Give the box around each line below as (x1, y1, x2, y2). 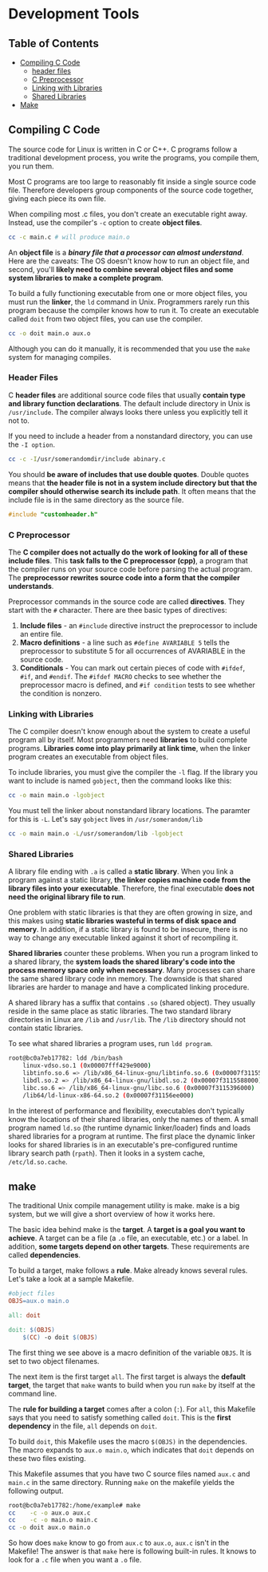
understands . (8, 581, 54, 590)
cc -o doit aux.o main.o (8, 1523, 91, 1532)
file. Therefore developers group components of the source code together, (8, 185, 254, 195)
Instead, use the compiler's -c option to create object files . (8, 217, 203, 227)
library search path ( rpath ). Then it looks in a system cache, (8, 1148, 206, 1158)
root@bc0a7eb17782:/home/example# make (8, 1501, 141, 1509)
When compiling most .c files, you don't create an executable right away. (8, 209, 248, 219)
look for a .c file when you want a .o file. (8, 1555, 142, 1565)
